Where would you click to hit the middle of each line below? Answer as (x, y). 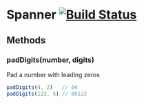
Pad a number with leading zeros (53, 74)
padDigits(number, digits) (50, 60)
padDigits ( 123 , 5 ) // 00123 (47, 94)
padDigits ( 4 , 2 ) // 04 (42, 87)
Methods (26, 40)
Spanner (31, 15)
